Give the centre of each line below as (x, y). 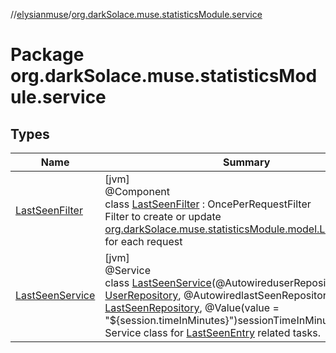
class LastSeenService (158, 282)
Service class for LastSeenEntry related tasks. (213, 332)
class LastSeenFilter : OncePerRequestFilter (208, 204)
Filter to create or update (163, 216)
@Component (137, 191)
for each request (143, 241)
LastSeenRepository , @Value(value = (192, 307)
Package (47, 55)
